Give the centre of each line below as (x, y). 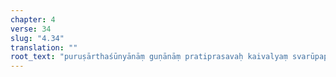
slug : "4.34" (37, 38)
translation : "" (44, 47)
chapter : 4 (33, 19)
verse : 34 (31, 29)
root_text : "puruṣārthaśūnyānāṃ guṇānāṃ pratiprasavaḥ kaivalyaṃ (149, 57)
